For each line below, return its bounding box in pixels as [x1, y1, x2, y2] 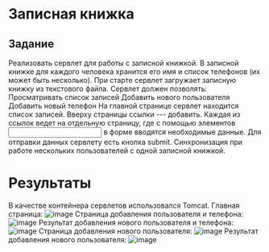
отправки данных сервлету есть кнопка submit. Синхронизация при [8, 138, 243, 147]
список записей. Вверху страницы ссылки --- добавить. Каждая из [8, 109, 241, 119]
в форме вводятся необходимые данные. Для [103, 127, 262, 137]
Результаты [8, 174, 92, 192]
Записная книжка [8, 5, 134, 23]
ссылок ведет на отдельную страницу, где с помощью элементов [8, 118, 236, 127]
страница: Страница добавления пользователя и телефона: [8, 209, 244, 218]
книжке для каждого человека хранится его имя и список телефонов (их [8, 67, 260, 76]
